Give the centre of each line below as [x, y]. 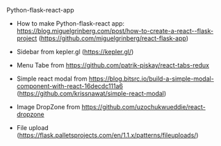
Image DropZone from [48, 107]
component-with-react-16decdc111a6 [69, 86]
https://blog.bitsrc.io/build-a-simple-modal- [152, 79]
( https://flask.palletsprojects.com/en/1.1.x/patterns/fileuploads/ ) [107, 135]
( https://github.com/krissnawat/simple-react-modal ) [91, 94]
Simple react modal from [52, 79]
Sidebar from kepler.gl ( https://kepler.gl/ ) [75, 52]
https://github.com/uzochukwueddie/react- [144, 107]
